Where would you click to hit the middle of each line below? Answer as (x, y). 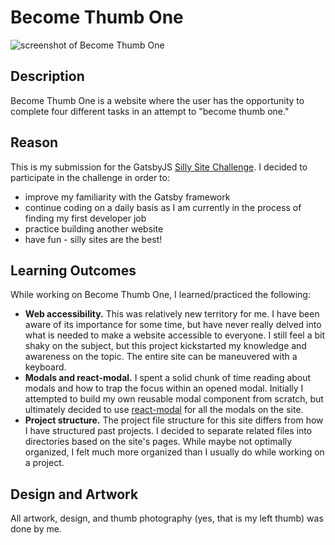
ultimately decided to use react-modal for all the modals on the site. (164, 410)
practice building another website (94, 228)
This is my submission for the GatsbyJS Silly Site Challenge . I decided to (159, 167)
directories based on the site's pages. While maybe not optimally (158, 442)
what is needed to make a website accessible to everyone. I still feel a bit (174, 335)
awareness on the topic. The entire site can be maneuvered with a (161, 357)
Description (47, 76)
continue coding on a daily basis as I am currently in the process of (163, 207)
